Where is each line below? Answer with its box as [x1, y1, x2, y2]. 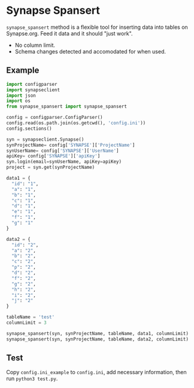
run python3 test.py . [6, 375, 58, 382]
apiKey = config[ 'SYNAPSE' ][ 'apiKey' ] [6, 153, 101, 159]
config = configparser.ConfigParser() [6, 115, 103, 121]
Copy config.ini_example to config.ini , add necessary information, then [6, 369, 187, 376]
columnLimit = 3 [6, 320, 47, 326]
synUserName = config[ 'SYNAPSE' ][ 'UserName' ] [6, 148, 119, 154]
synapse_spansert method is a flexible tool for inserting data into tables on [6, 23, 189, 31]
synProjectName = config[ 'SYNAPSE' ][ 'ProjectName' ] [6, 142, 135, 148]
